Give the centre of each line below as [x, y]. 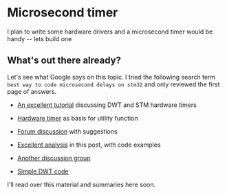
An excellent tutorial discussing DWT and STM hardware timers [107, 105]
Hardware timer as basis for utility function [78, 118]
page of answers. [32, 91]
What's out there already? [64, 61]
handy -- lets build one [40, 38]
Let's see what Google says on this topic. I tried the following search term [111, 77]
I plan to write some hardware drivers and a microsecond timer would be [110, 32]
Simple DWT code [43, 171]
